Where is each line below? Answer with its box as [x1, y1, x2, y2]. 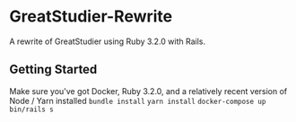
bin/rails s [9, 105, 54, 114]
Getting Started [9, 62, 98, 77]
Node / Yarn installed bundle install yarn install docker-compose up [9, 95, 266, 106]
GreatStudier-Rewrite [9, 6, 173, 27]
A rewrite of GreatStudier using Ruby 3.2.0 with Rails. [9, 36, 206, 47]
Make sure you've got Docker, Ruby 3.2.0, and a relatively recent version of [9, 85, 288, 96]
